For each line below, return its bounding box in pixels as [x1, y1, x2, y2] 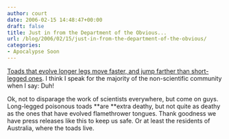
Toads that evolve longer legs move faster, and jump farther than [7, 66, 190, 75]
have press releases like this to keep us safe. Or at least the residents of [7, 116, 210, 125]
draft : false [7, 23, 45, 29]
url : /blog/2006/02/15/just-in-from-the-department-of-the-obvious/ [7, 36, 207, 42]
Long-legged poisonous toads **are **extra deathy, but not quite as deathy [7, 102, 221, 110]
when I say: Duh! [7, 81, 55, 90]
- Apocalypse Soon [7, 49, 60, 55]
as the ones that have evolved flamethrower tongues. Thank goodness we [7, 109, 217, 117]
